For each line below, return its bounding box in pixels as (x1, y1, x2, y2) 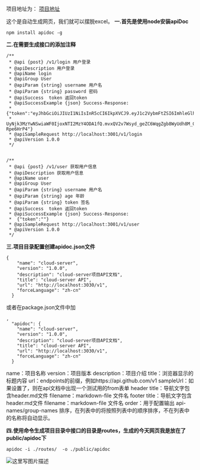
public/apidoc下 (6, 434, 47, 441)
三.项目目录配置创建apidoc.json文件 (6, 243, 95, 250)
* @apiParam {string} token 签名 (8, 200, 90, 206)
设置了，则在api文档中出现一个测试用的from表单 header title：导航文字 (11, 385, 185, 391)
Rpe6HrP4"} (6, 126, 33, 132)
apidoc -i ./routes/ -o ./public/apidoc (6, 446, 111, 452)
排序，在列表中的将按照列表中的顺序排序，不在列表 (59, 407, 185, 414)
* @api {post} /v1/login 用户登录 (8, 59, 91, 65)
